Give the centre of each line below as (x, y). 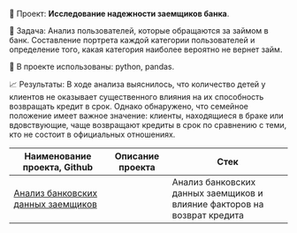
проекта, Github (58, 167)
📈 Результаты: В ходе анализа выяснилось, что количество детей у (137, 84)
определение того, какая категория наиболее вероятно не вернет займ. (146, 49)
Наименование (58, 156)
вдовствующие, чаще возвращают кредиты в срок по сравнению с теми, (148, 125)
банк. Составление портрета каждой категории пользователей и (132, 40)
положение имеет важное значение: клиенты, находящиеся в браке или (147, 116)
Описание (137, 156)
